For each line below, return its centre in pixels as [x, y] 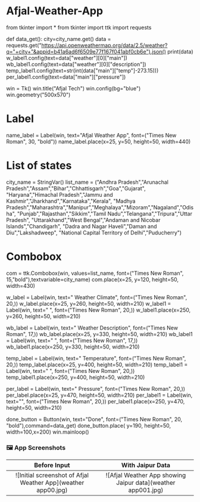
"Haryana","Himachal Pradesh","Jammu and [60, 194]
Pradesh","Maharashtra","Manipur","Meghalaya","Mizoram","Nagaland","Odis [100, 207]
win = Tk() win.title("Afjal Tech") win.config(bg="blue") [74, 88]
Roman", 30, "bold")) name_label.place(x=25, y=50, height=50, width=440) [99, 142]
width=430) [21, 285]
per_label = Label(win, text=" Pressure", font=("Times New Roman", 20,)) [96, 388]
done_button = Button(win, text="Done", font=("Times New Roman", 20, [94, 419]
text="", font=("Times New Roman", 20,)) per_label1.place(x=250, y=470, [96, 401]
